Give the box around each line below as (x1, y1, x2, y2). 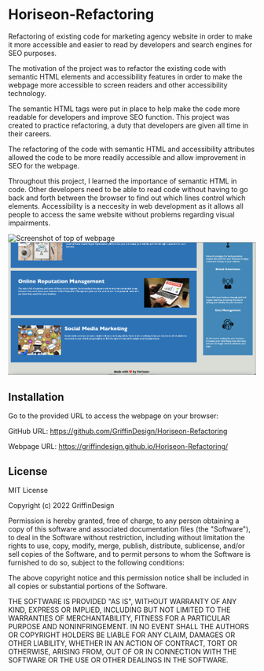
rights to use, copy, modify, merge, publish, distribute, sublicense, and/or (8, 541, 245, 551)
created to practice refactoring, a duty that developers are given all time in (8, 120, 249, 130)
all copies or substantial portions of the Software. (8, 581, 167, 591)
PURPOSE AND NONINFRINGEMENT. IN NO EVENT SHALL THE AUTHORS (8, 622, 250, 632)
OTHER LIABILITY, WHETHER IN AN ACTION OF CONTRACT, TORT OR (8, 639, 237, 648)
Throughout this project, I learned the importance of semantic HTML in (8, 176, 237, 186)
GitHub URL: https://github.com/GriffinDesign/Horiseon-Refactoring (8, 427, 228, 436)
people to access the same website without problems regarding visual (8, 209, 235, 219)
